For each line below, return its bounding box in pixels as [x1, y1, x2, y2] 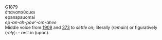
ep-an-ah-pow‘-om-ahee [5, 19, 57, 25]
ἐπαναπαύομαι [5, 9, 36, 15]
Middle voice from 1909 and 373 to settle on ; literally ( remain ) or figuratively [5, 25, 158, 30]
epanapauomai [5, 14, 35, 20]
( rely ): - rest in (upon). [5, 30, 50, 35]
